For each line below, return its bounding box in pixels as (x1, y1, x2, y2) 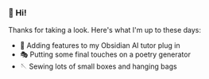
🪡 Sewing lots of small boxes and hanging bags (19, 61, 177, 71)
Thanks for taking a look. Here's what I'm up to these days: (8, 26, 201, 35)
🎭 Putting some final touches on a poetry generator (19, 49, 191, 59)
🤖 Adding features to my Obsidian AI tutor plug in (19, 41, 180, 50)
